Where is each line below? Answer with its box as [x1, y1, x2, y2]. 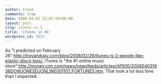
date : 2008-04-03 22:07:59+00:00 [5, 16, 73, 21]
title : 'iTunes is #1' [5, 30, 51, 34]
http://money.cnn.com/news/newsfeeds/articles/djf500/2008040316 [18, 63, 157, 68]
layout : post [5, 20, 32, 26]
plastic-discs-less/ [5, 58, 42, 64]
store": [5, 63, 19, 68]
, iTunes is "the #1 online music [42, 58, 104, 64]
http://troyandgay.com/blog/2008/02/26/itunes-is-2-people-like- [13, 52, 145, 58]
